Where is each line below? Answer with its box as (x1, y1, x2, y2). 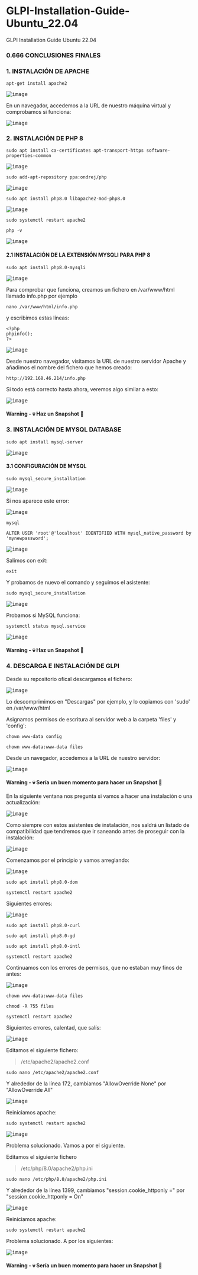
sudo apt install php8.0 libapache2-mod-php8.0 (6, 196, 126, 202)
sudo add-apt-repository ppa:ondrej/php (6, 174, 108, 180)
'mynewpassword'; (6, 535, 49, 541)
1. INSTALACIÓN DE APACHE (6, 67, 90, 75)
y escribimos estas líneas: (6, 314, 70, 321)
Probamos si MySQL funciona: (6, 612, 80, 619)
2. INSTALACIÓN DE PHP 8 (6, 135, 84, 143)
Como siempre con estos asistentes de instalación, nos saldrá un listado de (6, 821, 190, 828)
